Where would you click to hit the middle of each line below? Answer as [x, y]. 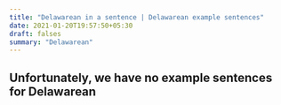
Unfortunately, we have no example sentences [141, 77]
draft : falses [36, 34]
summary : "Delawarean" [51, 42]
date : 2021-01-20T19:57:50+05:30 [71, 26]
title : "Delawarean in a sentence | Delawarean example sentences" [137, 17]
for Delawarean [52, 91]
